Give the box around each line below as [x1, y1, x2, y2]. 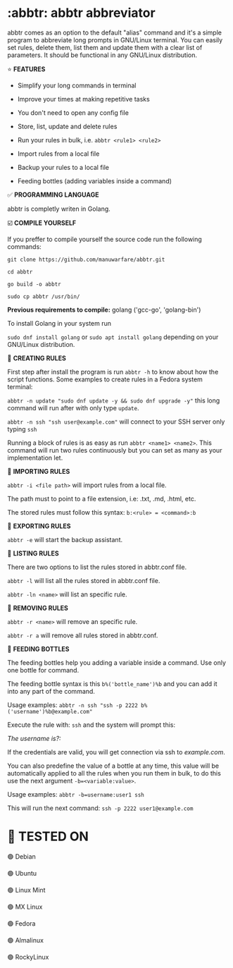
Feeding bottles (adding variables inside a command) [17, 176, 172, 185]
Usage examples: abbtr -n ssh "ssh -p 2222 [7, 700, 139, 709]
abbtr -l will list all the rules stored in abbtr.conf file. [7, 576, 160, 584]
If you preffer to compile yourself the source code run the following [7, 235, 202, 243]
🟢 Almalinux [7, 936, 44, 944]
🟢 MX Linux [7, 902, 43, 911]
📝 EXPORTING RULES [7, 522, 71, 530]
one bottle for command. [7, 666, 80, 674]
